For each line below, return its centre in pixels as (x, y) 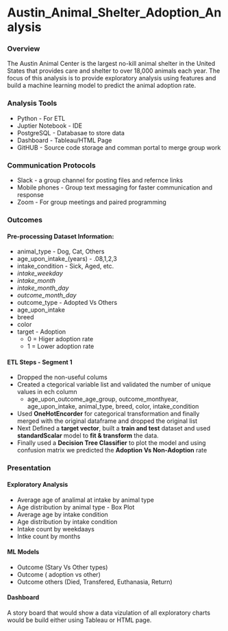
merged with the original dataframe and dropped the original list (107, 421)
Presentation (29, 468)
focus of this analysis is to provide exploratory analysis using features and (112, 78)
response (30, 195)
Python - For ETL (41, 118)
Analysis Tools (32, 103)
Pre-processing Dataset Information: (61, 236)
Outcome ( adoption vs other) (59, 574)
